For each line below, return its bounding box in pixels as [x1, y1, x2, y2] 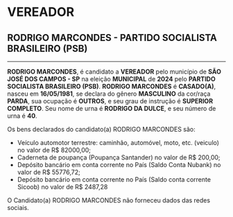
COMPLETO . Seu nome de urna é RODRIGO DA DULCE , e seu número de [7, 105, 216, 112]
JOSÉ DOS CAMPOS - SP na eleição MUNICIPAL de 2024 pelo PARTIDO [7, 75, 216, 83]
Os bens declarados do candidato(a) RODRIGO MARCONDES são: [7, 125, 196, 133]
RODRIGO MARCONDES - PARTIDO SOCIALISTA [7, 32, 217, 44]
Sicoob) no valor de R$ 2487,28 [17, 183, 108, 191]
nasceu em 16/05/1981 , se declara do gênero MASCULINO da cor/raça [7, 89, 211, 98]
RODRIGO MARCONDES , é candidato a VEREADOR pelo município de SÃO [7, 67, 222, 76]
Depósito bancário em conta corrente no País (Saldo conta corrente [17, 175, 212, 184]
